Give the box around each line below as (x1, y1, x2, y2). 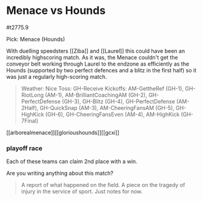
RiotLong (21, 91, 44, 98)
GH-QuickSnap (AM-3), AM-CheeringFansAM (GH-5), (39, 104, 175, 111)
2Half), (21, 104, 39, 111)
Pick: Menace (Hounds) (6, 35, 65, 43)
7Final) (21, 117, 39, 124)
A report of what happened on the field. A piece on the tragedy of (21, 182, 185, 189)
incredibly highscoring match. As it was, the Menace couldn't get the (6, 53, 178, 61)
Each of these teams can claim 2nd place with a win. (6, 158, 138, 165)
